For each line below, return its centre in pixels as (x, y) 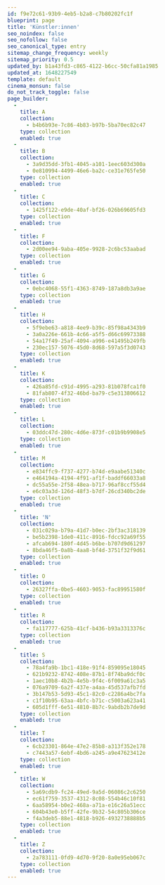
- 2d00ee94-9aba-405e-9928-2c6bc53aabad (86, 249)
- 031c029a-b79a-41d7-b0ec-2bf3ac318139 (86, 530)
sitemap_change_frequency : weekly (58, 53)
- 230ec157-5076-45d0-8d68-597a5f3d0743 (86, 348)
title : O (33, 577)
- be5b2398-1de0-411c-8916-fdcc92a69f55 (86, 537)
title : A (33, 112)
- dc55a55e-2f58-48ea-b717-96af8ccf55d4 (86, 485)
